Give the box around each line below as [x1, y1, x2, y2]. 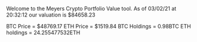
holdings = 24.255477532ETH [6, 29, 81, 36]
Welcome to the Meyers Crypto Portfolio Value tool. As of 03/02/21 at [6, 5, 177, 12]
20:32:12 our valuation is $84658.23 [6, 11, 96, 18]
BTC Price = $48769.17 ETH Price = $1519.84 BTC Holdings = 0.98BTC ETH [6, 23, 191, 30]
